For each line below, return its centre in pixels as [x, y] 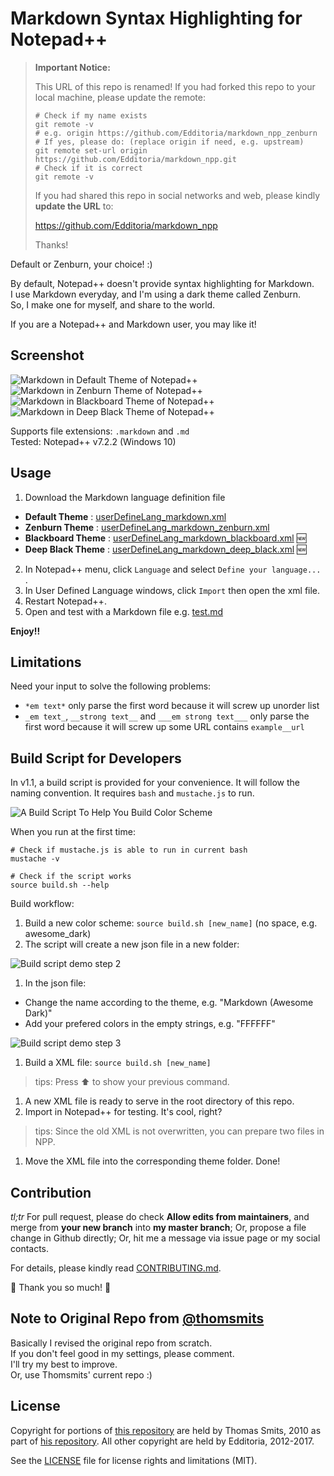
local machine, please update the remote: [120, 97]
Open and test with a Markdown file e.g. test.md [124, 611]
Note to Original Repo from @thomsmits [137, 1318]
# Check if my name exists [91, 115]
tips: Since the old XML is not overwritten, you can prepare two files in [179, 1131]
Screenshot [47, 355]
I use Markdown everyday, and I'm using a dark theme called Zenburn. [156, 294]
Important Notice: [72, 67]
